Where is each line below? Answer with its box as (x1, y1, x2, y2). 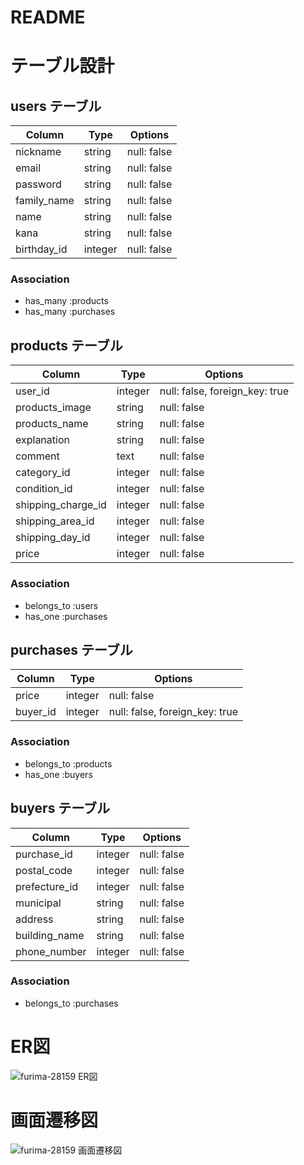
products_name (15, 417, 89, 431)
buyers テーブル (10, 800, 111, 817)
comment (15, 449, 60, 463)
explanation (15, 433, 70, 447)
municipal (15, 896, 62, 910)
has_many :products (24, 295, 109, 307)
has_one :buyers (24, 768, 93, 780)
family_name (15, 194, 75, 208)
